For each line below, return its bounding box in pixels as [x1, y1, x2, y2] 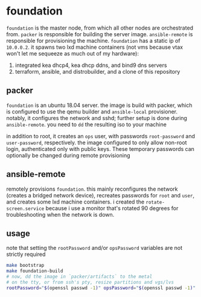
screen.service [6, 205, 45, 212]
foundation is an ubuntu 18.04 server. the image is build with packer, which [6, 101, 193, 109]
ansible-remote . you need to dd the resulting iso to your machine [6, 121, 167, 128]
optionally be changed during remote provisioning [6, 152, 130, 159]
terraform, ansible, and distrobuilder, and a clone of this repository [14, 68, 180, 75]
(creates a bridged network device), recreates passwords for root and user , [6, 191, 195, 199]
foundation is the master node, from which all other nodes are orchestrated [6, 24, 194, 31]
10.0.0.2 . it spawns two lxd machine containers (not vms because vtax [6, 43, 183, 51]
